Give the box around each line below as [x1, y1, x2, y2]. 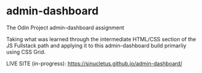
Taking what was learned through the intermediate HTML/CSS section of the [6, 35, 197, 42]
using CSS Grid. [6, 48, 46, 55]
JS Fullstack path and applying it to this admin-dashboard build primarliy [6, 42, 187, 49]
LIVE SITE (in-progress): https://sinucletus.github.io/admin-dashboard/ [6, 60, 183, 67]
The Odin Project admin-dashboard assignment [6, 24, 125, 31]
